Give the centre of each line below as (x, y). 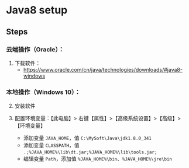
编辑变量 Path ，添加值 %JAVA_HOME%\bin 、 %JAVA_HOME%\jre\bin (98, 159)
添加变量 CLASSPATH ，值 (51, 145)
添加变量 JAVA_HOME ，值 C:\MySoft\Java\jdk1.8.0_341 (87, 138)
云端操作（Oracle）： (35, 49)
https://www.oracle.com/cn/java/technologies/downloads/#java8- (103, 69)
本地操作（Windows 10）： (43, 92)
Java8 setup (37, 10)
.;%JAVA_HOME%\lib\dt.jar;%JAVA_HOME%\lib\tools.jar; (90, 152)
